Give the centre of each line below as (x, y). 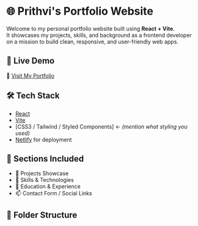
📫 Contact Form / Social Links (54, 194)
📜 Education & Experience (48, 186)
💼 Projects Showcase (42, 173)
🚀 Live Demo (31, 61)
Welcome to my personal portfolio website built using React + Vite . (91, 28)
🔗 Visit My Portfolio (31, 75)
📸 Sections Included (45, 158)
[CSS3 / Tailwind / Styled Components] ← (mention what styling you (101, 126)
